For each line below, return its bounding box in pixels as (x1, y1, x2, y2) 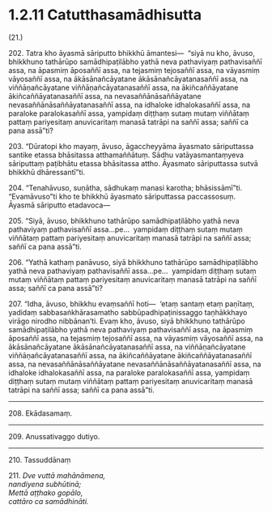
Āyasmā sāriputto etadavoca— (8, 200, 111, 210)
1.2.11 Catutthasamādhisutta (8, 6, 202, 24)
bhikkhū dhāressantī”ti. (8, 167, 86, 177)
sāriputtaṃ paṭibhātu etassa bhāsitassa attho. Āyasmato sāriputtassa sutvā (8, 158, 259, 168)
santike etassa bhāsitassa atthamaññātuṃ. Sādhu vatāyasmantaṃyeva (8, 150, 244, 160)
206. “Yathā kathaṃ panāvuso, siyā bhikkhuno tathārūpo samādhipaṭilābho (8, 257, 259, 267)
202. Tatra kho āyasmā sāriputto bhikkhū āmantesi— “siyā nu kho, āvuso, (8, 48, 256, 58)
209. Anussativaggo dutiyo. (8, 431, 100, 441)
